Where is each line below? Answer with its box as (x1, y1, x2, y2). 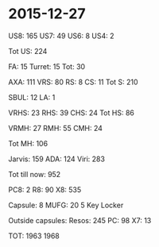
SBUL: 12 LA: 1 (8, 92, 56, 102)
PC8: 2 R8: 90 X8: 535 (8, 184, 82, 195)
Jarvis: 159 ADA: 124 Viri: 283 (8, 154, 106, 164)
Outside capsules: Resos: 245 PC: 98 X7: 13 (8, 215, 152, 225)
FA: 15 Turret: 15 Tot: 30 (8, 61, 86, 71)
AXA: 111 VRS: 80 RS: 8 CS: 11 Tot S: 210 (8, 77, 138, 87)
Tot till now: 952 (8, 169, 61, 179)
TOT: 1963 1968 (8, 231, 60, 241)
